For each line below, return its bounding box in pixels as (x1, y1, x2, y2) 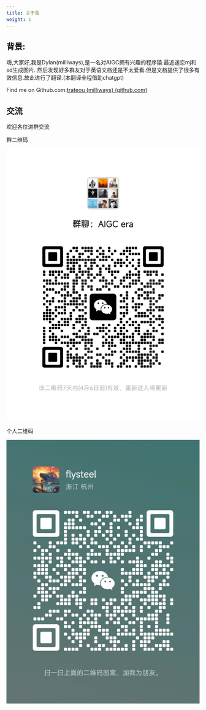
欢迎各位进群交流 (6, 123, 50, 131)
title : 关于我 (6, 10, 40, 16)
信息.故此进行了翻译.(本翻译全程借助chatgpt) (11, 74, 124, 82)
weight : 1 (6, 16, 32, 23)
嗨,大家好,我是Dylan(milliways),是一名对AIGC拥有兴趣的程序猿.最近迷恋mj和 (6, 59, 197, 66)
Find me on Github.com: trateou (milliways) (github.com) (6, 86, 148, 94)
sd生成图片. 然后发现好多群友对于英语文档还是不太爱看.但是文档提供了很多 (6, 66, 194, 74)
